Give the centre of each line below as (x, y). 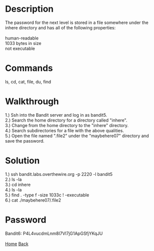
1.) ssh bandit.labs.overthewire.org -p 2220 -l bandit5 (59, 174)
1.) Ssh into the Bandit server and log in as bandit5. (56, 115)
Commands (29, 68)
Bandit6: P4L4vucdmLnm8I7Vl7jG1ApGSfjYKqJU (54, 233)
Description (29, 9)
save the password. (25, 141)
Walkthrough (32, 102)
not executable (20, 48)
